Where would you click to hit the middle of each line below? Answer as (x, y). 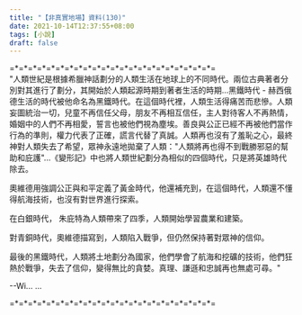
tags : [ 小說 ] (32, 34)
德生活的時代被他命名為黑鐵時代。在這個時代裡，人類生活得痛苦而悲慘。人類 (151, 102)
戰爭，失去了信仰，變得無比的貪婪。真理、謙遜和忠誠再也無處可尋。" (153, 268)
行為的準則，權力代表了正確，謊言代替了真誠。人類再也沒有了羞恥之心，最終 (151, 135)
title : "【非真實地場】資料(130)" (68, 18)
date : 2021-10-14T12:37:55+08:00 (72, 26)
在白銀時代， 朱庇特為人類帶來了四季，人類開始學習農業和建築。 (129, 219)
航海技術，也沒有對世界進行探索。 (80, 200)
